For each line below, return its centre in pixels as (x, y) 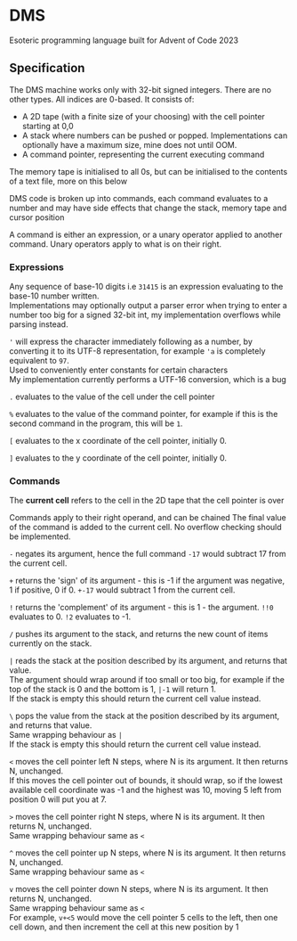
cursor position (37, 217)
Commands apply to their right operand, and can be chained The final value (148, 518)
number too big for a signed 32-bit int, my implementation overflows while (145, 315)
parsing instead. (39, 324)
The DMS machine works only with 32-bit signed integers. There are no (140, 89)
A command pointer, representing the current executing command (143, 154)
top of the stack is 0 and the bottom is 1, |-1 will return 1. (112, 689)
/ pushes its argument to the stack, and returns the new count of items (139, 634)
